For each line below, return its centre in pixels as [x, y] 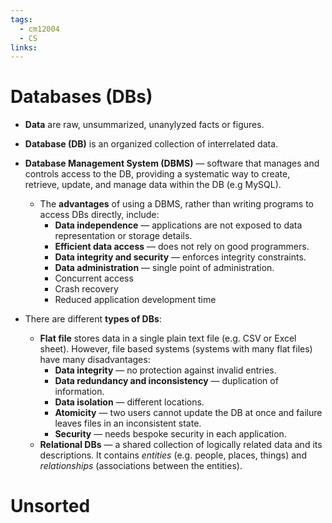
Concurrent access [94, 278]
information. [79, 392]
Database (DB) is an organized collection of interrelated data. [151, 144]
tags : [21, 19]
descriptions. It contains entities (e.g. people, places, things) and [173, 455]
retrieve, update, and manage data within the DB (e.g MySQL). [153, 185]
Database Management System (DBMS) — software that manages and [172, 163]
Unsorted [50, 506]
